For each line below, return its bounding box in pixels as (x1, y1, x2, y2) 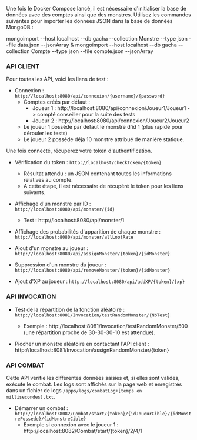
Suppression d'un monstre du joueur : (14, 261, 107, 268)
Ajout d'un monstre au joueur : (14, 245, 89, 252)
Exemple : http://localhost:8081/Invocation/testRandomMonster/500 (23, 322, 188, 329)
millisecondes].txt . (6, 393, 55, 400)
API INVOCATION (6, 292, 56, 301)
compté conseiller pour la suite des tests (37, 111, 136, 118)
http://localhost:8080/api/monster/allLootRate (14, 235, 133, 241)
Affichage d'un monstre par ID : (14, 200, 91, 208)
